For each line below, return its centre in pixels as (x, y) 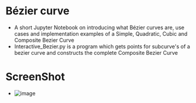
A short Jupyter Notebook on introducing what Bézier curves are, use (99, 27)
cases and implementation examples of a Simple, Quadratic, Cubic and (101, 33)
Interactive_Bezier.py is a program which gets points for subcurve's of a (102, 46)
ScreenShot (35, 77)
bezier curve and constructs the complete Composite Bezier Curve (96, 52)
